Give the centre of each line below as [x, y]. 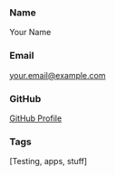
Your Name [30, 32]
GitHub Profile [36, 118]
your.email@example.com [57, 75]
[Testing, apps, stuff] [48, 161]
